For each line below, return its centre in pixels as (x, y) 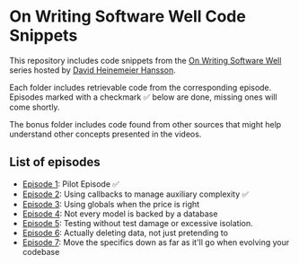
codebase (41, 251)
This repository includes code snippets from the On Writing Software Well (145, 60)
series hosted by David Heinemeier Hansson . (93, 70)
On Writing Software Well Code (128, 17)
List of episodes (55, 162)
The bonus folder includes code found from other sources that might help (145, 124)
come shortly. (35, 107)
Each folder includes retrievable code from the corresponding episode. (141, 87)
